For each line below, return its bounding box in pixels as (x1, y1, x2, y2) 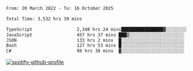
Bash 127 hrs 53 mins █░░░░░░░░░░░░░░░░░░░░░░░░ (6, 42, 184, 49)
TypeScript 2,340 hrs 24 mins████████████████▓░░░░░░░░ (6, 26, 187, 32)
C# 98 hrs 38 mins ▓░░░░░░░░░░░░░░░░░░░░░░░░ (6, 48, 184, 54)
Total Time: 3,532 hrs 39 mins (6, 16, 82, 22)
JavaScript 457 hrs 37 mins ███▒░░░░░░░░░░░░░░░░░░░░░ (6, 32, 184, 38)
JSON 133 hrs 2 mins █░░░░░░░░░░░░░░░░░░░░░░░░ (6, 37, 184, 43)
